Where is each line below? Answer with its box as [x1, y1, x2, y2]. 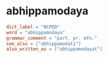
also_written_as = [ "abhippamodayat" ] [6, 46, 103, 52]
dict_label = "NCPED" [6, 24, 60, 30]
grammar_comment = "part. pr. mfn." [6, 35, 97, 41]
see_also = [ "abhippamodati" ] [6, 41, 82, 47]
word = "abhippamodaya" [6, 29, 66, 35]
